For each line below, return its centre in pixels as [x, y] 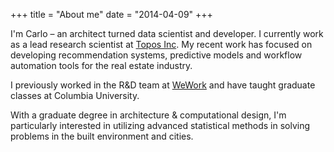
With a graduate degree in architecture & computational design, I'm [148, 115]
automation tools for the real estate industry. [101, 65]
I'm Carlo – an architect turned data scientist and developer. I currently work [167, 33]
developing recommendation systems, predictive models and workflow [156, 55]
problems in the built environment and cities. [102, 136]
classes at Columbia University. [75, 95]
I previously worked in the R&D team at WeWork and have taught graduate [163, 85]
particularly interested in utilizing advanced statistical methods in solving [160, 125]
